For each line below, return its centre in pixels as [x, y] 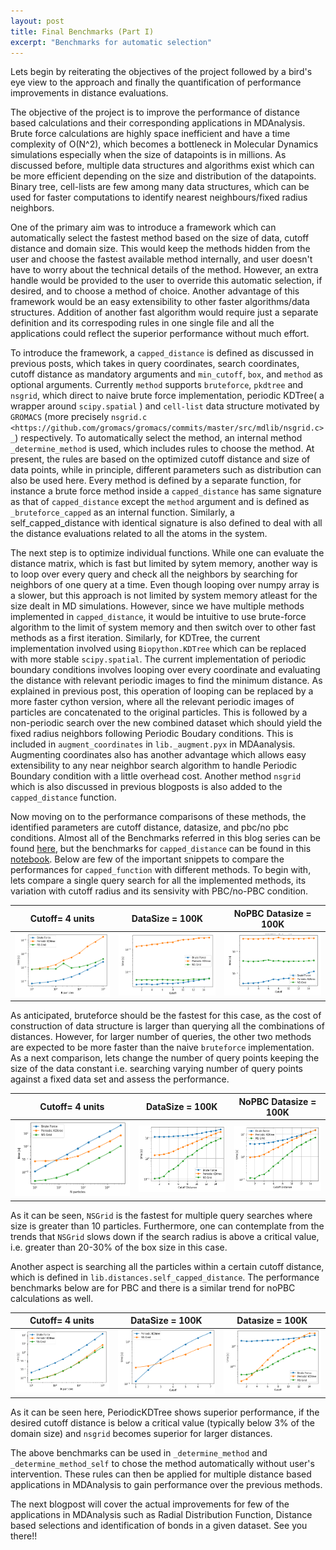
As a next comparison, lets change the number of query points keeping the [165, 1058]
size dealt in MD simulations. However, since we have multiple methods [157, 606]
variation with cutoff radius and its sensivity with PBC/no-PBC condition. [159, 891]
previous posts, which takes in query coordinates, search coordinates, [155, 364]
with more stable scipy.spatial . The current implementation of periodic [158, 659]
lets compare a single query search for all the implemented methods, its [158, 881]
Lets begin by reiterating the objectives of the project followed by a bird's [161, 72]
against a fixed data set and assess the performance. [120, 1079]
